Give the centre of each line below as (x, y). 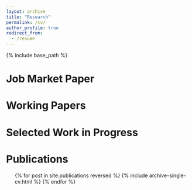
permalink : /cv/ (26, 22)
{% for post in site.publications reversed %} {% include (81, 175)
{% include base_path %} (37, 55)
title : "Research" (28, 17)
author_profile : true (32, 28)
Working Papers (46, 106)
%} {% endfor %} (55, 181)
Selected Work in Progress (72, 132)
